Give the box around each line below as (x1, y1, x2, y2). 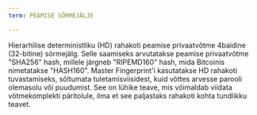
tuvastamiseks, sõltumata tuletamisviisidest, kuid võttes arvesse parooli (8, 74, 243, 83)
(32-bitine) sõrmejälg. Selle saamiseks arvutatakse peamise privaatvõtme (8, 48, 249, 58)
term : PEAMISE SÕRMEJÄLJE (8, 11, 94, 20)
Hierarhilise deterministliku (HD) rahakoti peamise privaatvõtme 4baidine (8, 40, 246, 50)
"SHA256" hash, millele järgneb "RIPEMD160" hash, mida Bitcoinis (8, 57, 224, 67)
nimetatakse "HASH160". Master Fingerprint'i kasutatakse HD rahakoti (8, 65, 238, 75)
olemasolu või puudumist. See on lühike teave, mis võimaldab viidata (8, 82, 232, 92)
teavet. (8, 99, 31, 109)
